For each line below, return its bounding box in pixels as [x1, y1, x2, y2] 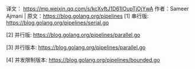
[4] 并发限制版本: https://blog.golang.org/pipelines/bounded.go [6, 57, 161, 63]
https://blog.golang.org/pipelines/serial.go [6, 19, 109, 26]
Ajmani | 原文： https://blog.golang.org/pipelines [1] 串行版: [6, 12, 149, 19]
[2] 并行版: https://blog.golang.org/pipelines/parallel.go [6, 31, 141, 38]
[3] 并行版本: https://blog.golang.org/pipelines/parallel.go [6, 44, 146, 51]
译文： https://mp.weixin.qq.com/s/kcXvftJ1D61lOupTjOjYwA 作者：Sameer [6, 5, 189, 12]
